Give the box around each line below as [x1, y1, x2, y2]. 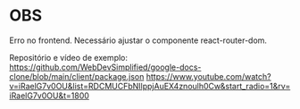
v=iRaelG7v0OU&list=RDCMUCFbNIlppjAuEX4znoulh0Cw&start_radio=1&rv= [9, 80, 291, 91]
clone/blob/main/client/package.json [9, 71, 145, 81]
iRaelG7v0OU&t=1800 [9, 90, 89, 101]
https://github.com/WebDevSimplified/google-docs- [9, 62, 202, 72]
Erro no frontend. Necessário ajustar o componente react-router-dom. [9, 35, 268, 46]
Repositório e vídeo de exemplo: [9, 52, 128, 63]
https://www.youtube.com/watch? [146, 71, 271, 81]
